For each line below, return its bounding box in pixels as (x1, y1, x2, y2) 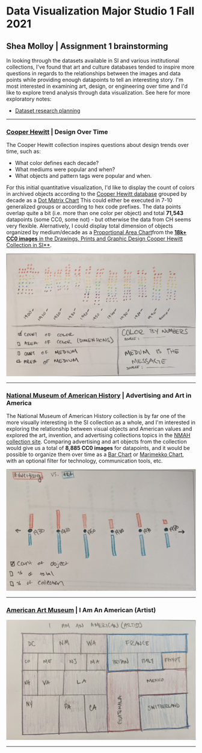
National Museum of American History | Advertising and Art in (6, 391, 192, 399)
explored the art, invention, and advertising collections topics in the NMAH (6, 431, 191, 439)
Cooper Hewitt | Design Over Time (6, 128, 108, 136)
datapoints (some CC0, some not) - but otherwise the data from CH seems (6, 216, 191, 223)
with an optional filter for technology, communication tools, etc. (6, 457, 164, 464)
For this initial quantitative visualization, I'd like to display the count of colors (6, 184, 195, 191)
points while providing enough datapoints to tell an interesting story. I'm (6, 77, 183, 83)
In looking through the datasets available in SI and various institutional (6, 57, 179, 64)
